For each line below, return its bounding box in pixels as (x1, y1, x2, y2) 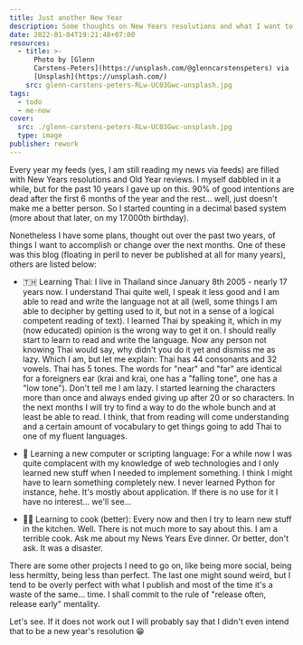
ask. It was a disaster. (22, 542, 104, 553)
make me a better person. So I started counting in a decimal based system (9, 203, 287, 213)
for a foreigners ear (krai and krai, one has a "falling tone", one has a (22, 373, 278, 384)
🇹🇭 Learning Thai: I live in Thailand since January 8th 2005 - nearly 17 (22, 276, 288, 287)
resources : (9, 38, 51, 48)
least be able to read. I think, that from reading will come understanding (22, 411, 289, 422)
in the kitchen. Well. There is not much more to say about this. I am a (22, 523, 279, 534)
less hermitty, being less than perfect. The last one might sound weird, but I (9, 569, 291, 580)
